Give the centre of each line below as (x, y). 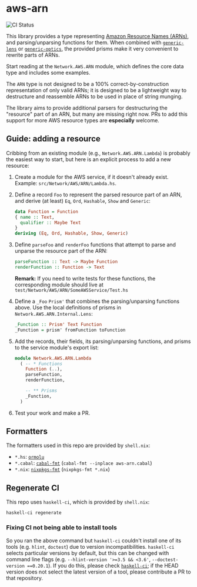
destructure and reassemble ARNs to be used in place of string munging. (94, 96)
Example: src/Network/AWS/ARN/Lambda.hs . (65, 183)
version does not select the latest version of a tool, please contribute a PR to (98, 572)
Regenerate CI (33, 488)
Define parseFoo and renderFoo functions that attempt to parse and (95, 245)
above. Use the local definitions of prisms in (68, 307)
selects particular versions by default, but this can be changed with (88, 553)
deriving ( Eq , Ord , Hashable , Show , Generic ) (71, 234)
